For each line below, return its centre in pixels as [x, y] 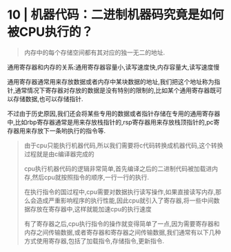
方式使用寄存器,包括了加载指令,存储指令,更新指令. [94, 241]
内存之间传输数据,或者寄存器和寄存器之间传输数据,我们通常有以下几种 [122, 232]
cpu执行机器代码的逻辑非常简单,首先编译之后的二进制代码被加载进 [118, 168]
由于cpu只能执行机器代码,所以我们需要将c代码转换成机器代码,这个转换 [123, 145]
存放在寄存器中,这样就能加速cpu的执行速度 [91, 209]
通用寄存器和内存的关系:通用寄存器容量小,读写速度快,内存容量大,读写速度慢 [113, 67]
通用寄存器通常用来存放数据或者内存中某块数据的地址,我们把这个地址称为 [111, 81]
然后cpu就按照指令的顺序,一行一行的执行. [91, 177]
